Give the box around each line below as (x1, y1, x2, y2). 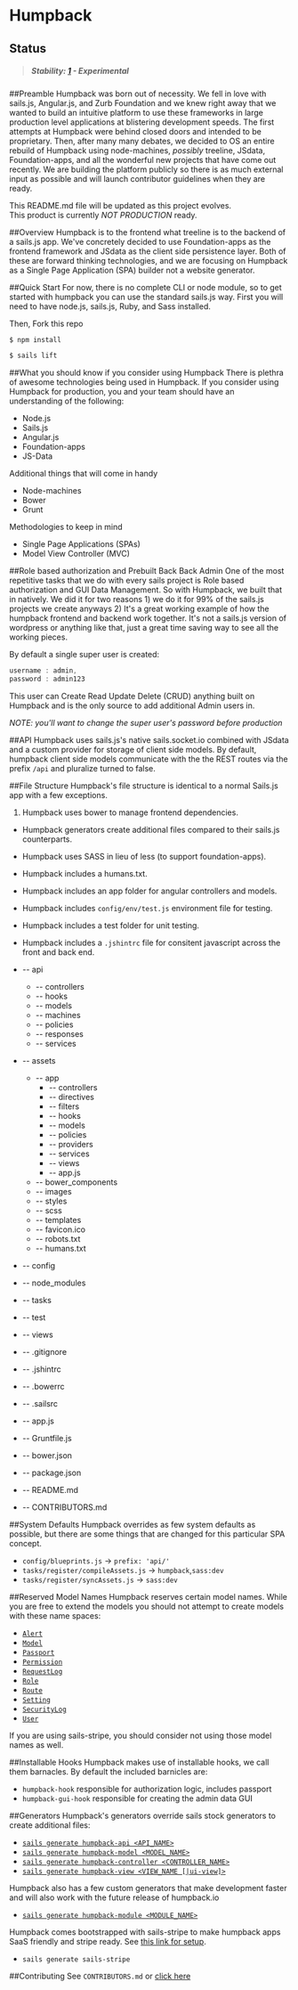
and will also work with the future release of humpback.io (9, 1892, 220, 1903)
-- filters (48, 1101, 80, 1112)
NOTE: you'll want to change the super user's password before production (9, 718, 283, 729)
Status (9, 41, 47, 56)
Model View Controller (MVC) (21, 549, 131, 559)
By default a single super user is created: (9, 649, 160, 660)
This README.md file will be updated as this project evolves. (9, 200, 232, 210)
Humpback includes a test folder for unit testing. (21, 920, 200, 931)
